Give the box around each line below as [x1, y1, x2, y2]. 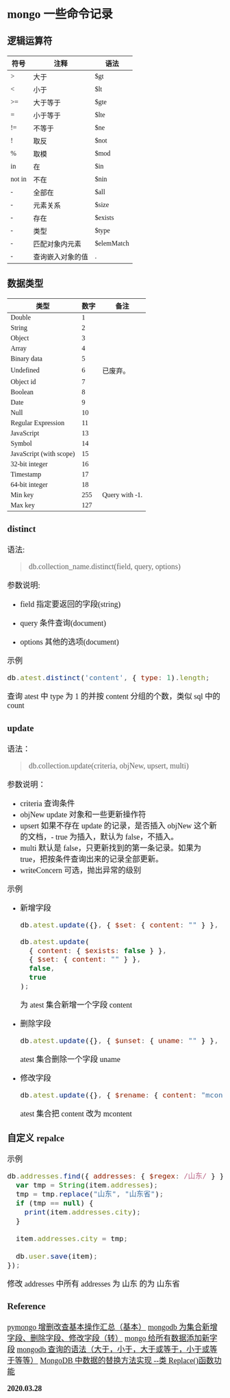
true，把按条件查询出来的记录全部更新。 [20, 854, 164, 864]
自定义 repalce [7, 1133, 65, 1144]
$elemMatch [94, 239, 129, 248]
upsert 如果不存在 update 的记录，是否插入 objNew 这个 [20, 821, 210, 830]
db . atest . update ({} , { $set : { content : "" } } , [20, 920, 219, 930]
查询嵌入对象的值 [33, 253, 88, 261]
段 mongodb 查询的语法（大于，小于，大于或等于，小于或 [7, 1345, 210, 1355]
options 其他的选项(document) [20, 638, 120, 647]
